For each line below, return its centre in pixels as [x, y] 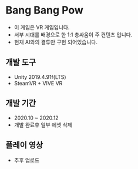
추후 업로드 [27, 160]
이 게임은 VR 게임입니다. [42, 27]
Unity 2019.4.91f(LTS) [40, 77]
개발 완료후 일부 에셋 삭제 [43, 125]
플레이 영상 [24, 145]
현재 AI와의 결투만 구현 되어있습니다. [56, 42]
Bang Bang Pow [44, 10]
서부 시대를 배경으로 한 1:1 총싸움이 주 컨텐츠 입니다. [73, 34]
